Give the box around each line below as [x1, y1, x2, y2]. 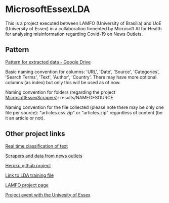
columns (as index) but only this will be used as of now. [5, 79, 121, 85]
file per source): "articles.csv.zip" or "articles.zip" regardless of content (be [5, 109, 163, 115]
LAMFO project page [5, 182, 49, 188]
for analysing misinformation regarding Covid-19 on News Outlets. [5, 31, 143, 37]
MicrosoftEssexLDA [5, 4, 90, 15]
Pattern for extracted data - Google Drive [5, 59, 91, 65]
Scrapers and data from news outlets [5, 153, 82, 159]
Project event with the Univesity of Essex [5, 191, 91, 197]
